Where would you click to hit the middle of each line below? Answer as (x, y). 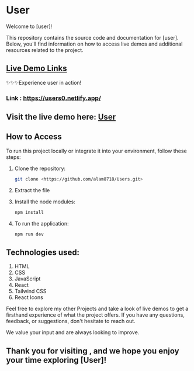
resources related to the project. (45, 50)
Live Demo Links (37, 69)
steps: (13, 157)
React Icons (29, 297)
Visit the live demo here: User (61, 117)
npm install (29, 212)
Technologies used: (43, 252)
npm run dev (29, 234)
